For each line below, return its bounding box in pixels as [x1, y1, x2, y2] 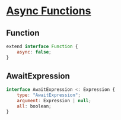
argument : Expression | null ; [17, 98, 92, 104]
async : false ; [17, 49, 52, 55]
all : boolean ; [17, 103, 52, 109]
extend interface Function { [6, 43, 78, 49]
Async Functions [6, 4, 91, 18]
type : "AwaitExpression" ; [17, 92, 81, 99]
